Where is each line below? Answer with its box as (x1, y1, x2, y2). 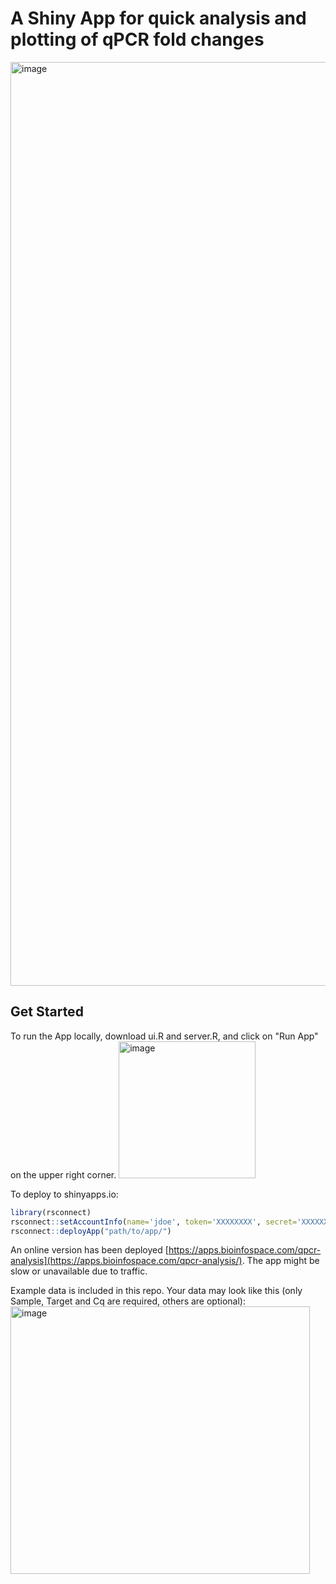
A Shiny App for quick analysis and (10, 7, 307, 30)
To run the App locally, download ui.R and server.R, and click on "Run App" (10, 1030, 319, 1042)
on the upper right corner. (10, 1168, 117, 1181)
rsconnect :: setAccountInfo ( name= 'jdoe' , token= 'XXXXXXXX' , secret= (10, 1217, 298, 1227)
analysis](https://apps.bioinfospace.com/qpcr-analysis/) (10, 1255, 243, 1267)
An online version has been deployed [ (10, 1244, 169, 1256)
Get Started (10, 1003, 84, 1021)
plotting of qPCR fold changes (10, 28, 265, 51)
